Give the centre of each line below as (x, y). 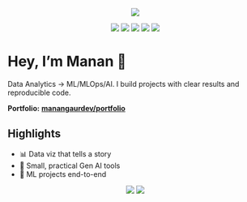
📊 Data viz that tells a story (65, 153)
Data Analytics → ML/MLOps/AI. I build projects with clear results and (123, 84)
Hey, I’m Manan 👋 (67, 62)
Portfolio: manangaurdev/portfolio (67, 108)
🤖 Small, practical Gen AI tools (70, 165)
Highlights (34, 134)
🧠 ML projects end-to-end (63, 174)
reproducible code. (39, 92)
